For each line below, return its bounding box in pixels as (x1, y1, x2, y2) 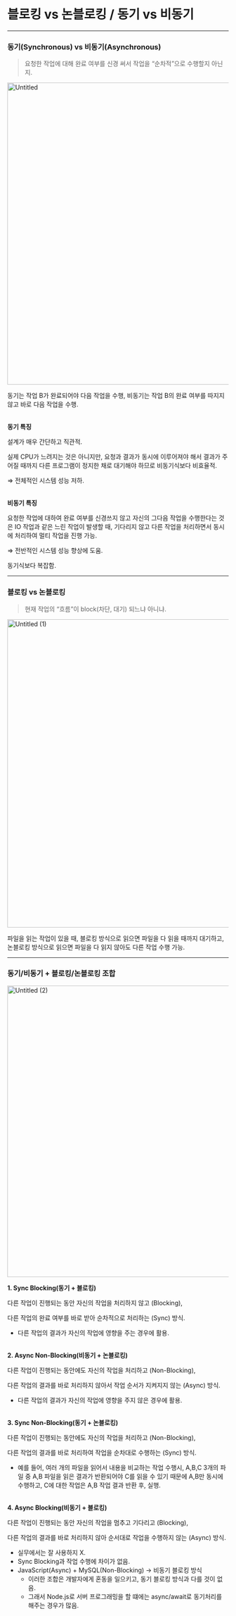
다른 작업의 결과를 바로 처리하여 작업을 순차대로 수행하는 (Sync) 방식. (7, 1448, 197, 1457)
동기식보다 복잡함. (7, 561, 57, 570)
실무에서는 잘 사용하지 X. (17, 1548, 86, 1557)
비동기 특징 (7, 499, 37, 507)
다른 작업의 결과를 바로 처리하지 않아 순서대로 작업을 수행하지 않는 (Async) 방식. (7, 1533, 227, 1541)
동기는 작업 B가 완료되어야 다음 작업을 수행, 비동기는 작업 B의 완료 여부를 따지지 (7, 392, 225, 400)
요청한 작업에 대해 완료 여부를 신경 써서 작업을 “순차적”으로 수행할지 (24, 59, 211, 68)
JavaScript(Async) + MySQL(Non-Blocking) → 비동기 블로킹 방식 (17, 1565, 202, 1574)
